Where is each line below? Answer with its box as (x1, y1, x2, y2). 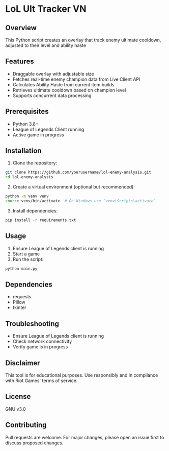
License (5, 392, 31, 401)
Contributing (5, 421, 47, 430)
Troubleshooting (5, 319, 60, 328)
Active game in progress (12, 131, 65, 138)
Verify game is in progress (12, 344, 68, 350)
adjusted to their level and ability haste (5, 42, 87, 49)
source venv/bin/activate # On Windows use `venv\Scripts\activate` (5, 199, 156, 204)
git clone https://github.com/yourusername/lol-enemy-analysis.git (5, 170, 152, 175)
